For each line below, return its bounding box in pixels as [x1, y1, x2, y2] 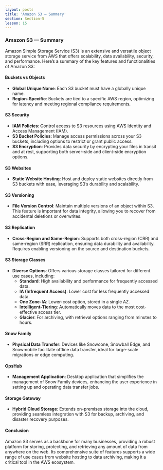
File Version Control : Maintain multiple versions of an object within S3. [12, 203, 154, 209]
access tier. [38, 309, 62, 315]
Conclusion [5, 427, 29, 433]
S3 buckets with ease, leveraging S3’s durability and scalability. [12, 181, 140, 187]
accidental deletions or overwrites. [12, 213, 82, 219]
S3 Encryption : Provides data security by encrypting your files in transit [12, 143, 157, 149]
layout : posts [5, 7, 34, 12]
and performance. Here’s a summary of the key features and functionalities [5, 58, 156, 64]
